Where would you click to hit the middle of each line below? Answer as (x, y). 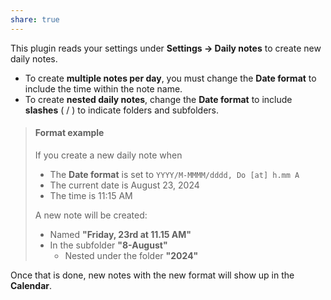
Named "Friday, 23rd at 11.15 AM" (120, 234)
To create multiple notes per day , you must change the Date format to (170, 78)
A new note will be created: (91, 215)
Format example (69, 133)
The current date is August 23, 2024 (124, 185)
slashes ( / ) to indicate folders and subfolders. (121, 110)
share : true (35, 19)
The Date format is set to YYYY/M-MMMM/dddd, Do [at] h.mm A (174, 174)
